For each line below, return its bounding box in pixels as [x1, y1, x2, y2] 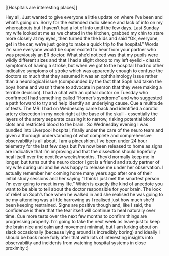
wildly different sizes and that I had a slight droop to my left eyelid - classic [5, 57, 161, 63]
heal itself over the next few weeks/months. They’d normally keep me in [5, 154, 155, 160]
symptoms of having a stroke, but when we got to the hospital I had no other [5, 63, 164, 68]
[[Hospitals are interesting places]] [5, 5, 77, 10]
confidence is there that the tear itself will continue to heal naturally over [5, 207, 156, 214]
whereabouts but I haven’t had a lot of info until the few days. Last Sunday [5, 25, 159, 31]
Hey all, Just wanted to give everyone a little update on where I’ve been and [5, 14, 163, 20]
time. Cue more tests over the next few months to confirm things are [5, 213, 147, 219]
